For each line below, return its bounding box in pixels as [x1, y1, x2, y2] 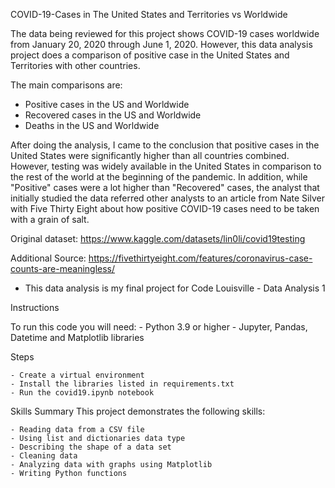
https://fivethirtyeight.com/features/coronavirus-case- [88, 252, 313, 264]
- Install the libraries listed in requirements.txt [10, 379, 235, 389]
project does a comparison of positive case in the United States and [10, 49, 290, 61]
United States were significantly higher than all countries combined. [10, 150, 290, 161]
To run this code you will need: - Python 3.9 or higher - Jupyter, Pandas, [10, 321, 308, 333]
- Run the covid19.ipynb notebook [10, 388, 155, 398]
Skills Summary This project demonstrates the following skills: [10, 405, 266, 417]
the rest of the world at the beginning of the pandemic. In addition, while [10, 171, 308, 183]
